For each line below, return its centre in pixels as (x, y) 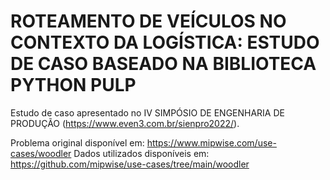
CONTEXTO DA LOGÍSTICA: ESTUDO (165, 42)
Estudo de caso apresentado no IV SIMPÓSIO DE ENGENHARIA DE (147, 112)
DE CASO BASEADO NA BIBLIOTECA (163, 64)
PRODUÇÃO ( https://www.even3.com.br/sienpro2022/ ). (125, 123)
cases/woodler (41, 153)
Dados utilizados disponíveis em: (141, 153)
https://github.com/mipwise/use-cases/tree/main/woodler (130, 164)
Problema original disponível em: (77, 142)
